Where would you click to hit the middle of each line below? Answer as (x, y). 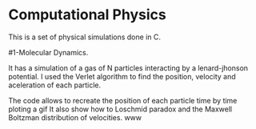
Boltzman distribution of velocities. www (75, 117)
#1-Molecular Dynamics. (48, 52)
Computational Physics (87, 15)
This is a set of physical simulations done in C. (85, 37)
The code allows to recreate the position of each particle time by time (123, 100)
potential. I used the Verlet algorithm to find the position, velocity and (122, 76)
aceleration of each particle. (55, 85)
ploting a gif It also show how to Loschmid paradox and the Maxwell (120, 109)
